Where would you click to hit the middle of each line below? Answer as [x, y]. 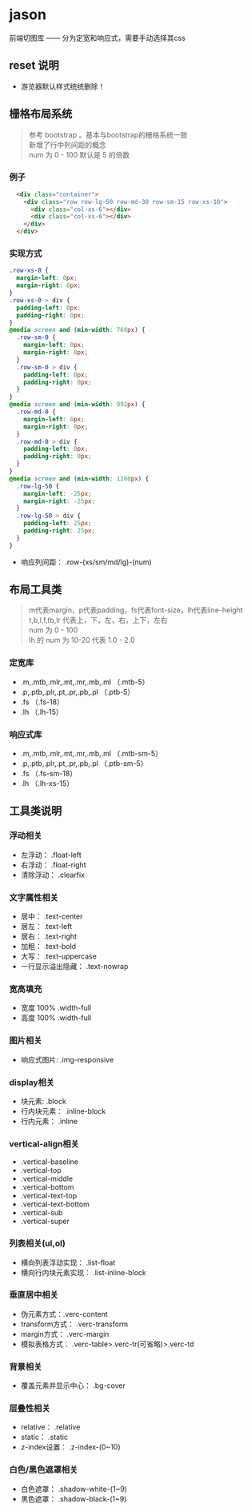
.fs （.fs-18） [42, 702]
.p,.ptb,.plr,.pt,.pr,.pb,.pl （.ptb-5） [78, 692]
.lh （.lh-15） [42, 712]
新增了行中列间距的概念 [67, 145]
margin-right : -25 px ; [59, 501]
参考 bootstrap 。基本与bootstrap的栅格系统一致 [108, 134]
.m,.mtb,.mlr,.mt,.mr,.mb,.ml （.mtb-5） [85, 682]
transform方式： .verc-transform [74, 1324]
